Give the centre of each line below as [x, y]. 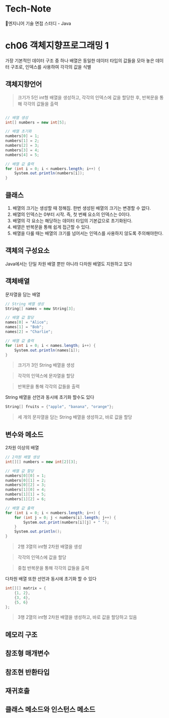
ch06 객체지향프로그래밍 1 [57, 46]
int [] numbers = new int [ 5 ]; [36, 122]
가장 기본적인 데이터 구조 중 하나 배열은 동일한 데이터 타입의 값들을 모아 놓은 [80, 61]
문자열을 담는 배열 [23, 294]
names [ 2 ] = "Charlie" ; [29, 332]
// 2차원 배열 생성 [22, 457]
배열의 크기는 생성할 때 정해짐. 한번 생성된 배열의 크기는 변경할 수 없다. [82, 208]
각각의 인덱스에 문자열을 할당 [46, 376]
